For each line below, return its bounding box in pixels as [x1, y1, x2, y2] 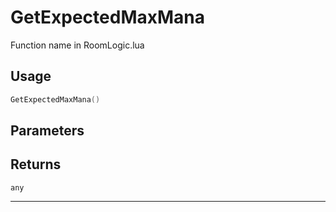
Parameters [10, 122, 85, 140]
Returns [10, 156, 62, 173]
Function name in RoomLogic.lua [10, 39, 145, 51]
